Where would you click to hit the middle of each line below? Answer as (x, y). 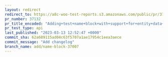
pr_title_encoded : (24, 24)
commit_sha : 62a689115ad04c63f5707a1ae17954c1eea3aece (63, 38)
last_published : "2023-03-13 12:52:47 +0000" (53, 33)
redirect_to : (18, 14)
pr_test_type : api (24, 28)
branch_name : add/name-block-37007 (42, 47)
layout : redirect (23, 10)
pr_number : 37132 (23, 19)
